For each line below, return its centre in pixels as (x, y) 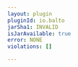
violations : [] (30, 47)
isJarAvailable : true (39, 33)
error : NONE (25, 40)
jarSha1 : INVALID (33, 27)
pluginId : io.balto (36, 20)
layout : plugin (30, 14)
